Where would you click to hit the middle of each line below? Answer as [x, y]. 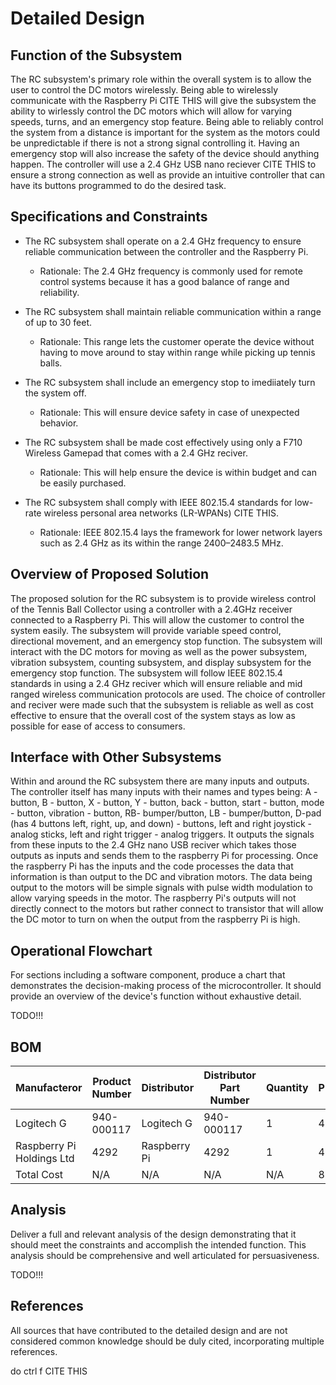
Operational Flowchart [81, 950]
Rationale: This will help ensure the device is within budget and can [178, 472]
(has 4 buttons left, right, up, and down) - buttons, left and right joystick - [161, 824]
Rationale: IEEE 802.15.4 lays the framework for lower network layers [181, 532]
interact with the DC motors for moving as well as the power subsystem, [159, 651]
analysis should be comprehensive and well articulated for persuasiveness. [165, 1255]
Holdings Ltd [45, 1159]
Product [112, 1082]
